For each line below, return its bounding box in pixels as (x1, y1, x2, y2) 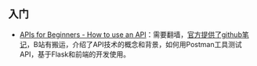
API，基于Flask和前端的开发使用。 (19, 49, 131, 59)
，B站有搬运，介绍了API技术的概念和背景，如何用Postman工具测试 (26, 39, 242, 49)
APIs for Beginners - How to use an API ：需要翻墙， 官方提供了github (19, 30, 243, 39)
